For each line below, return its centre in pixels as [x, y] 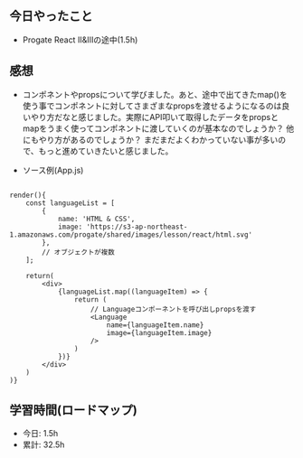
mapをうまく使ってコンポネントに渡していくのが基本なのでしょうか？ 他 [158, 128]
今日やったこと [51, 16]
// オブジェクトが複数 [78, 252]
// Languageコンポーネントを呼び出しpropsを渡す [173, 309]
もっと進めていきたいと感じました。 [106, 151]
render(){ [28, 195]
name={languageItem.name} [155, 325]
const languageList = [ [71, 203]
